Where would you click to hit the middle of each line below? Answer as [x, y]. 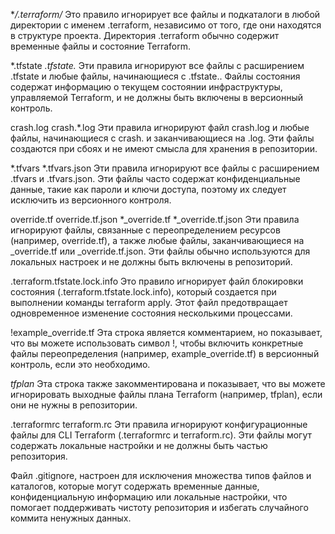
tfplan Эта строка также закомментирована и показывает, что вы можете [168, 383]
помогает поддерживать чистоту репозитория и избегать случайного [159, 507]
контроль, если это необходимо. [80, 364]
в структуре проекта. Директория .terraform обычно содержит [145, 35]
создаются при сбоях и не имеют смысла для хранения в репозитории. [164, 148]
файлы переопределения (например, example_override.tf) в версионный [165, 353]
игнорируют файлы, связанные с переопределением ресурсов [145, 230]
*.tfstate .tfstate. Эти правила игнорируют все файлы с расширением [157, 65]
